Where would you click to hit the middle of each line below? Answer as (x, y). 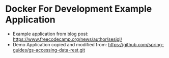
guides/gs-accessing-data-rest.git (49, 50)
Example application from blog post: (51, 34)
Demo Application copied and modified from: (60, 44)
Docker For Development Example (79, 9)
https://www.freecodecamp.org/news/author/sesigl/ (67, 39)
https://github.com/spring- (136, 44)
